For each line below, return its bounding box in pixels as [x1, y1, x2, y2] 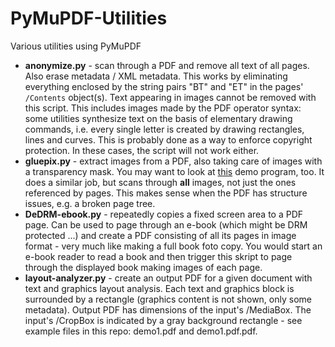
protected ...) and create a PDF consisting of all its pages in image [24, 229, 297, 241]
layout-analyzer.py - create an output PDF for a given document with [24, 272, 313, 284]
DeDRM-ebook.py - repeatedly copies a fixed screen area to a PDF [24, 208, 304, 220]
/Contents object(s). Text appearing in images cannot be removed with [24, 91, 317, 103]
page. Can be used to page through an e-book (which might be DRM [24, 218, 308, 231]
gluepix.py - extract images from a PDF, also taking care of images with [24, 155, 323, 167]
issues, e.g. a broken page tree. [24, 197, 156, 209]
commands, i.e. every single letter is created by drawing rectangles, [24, 123, 305, 135]
